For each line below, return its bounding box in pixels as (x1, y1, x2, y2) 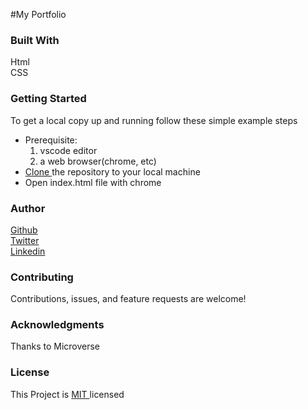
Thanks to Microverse (10, 340, 101, 353)
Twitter (10, 234, 40, 246)
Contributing (10, 270, 74, 284)
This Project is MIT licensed (10, 388, 125, 400)
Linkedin (10, 245, 46, 257)
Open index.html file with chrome (24, 176, 162, 188)
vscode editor (39, 144, 98, 156)
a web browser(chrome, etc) (39, 155, 157, 167)
